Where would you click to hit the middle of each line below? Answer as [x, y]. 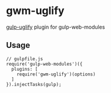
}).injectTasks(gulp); [34, 84]
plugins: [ [25, 69]
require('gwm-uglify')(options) [56, 74]
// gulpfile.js [25, 59]
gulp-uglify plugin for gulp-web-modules [55, 27]
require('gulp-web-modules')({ [44, 64]
